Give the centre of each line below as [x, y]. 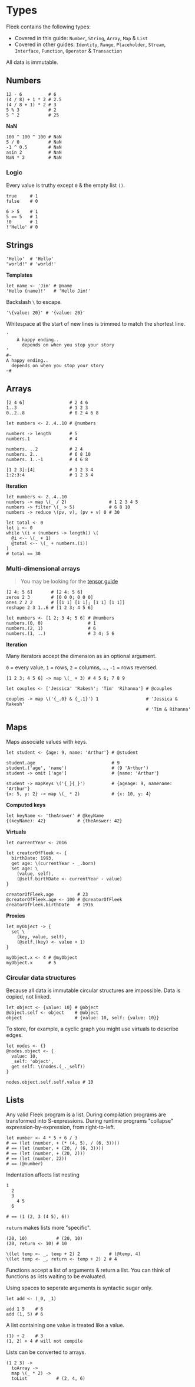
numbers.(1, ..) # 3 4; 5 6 [60, 633]
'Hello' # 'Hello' [30, 259]
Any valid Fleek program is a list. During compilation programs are [86, 1114]
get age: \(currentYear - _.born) [54, 863]
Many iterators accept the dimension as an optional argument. [82, 656]
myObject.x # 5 [32, 963]
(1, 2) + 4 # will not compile [44, 1341]
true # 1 [22, 196]
